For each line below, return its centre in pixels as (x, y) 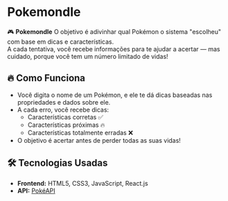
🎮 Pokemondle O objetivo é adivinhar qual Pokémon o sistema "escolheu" (114, 31)
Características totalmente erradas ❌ (80, 132)
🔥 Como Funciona (46, 78)
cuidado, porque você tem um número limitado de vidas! (88, 56)
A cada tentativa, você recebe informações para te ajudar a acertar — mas (114, 49)
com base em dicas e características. (61, 42)
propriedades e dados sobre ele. (64, 102)
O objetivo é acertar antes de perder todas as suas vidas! (99, 140)
